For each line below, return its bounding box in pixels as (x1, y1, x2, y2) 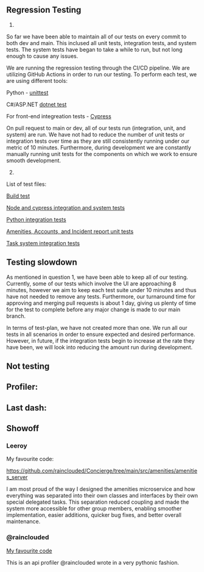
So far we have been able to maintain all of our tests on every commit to (6, 33, 187, 40)
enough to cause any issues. (6, 52, 79, 60)
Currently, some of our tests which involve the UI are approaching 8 (6, 280, 177, 287)
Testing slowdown (6, 257, 77, 268)
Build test (6, 192, 30, 199)
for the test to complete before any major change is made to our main (6, 306, 181, 313)
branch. (6, 312, 26, 320)
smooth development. (6, 157, 62, 164)
